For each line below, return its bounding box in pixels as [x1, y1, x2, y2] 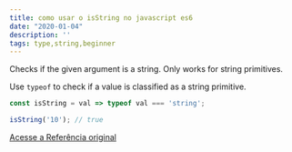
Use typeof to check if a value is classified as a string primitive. [9, 81, 247, 92]
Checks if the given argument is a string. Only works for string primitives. [9, 64, 284, 75]
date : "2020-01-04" [9, 22, 84, 31]
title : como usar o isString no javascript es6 [9, 13, 194, 23]
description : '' [9, 30, 71, 39]
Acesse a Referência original [9, 132, 116, 142]
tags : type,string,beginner [9, 38, 116, 48]
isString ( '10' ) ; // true [9, 116, 104, 125]
